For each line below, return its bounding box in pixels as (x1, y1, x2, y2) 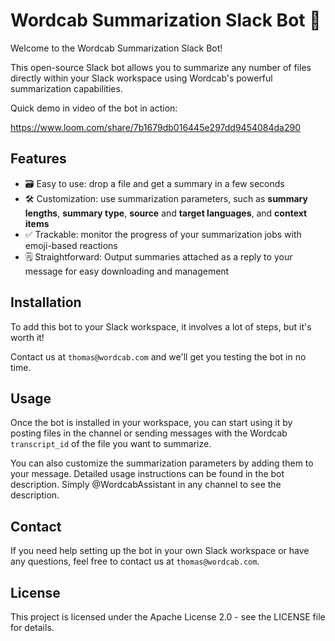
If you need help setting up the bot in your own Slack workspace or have (10, 545, 310, 557)
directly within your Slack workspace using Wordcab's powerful (10, 72, 273, 84)
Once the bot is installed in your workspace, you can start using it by (10, 417, 293, 429)
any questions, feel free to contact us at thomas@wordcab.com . (10, 555, 260, 568)
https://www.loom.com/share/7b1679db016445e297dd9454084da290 (10, 121, 302, 133)
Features (10, 150, 67, 168)
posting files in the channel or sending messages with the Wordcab (10, 427, 288, 439)
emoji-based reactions (24, 239, 118, 251)
